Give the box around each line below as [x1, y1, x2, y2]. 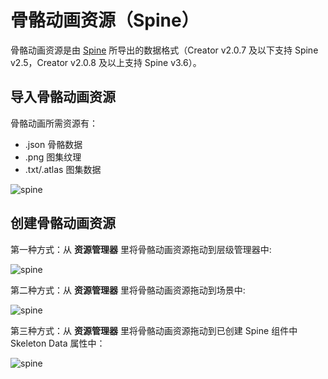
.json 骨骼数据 [24, 138, 83, 150]
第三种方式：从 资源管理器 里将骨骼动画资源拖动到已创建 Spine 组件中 [10, 324, 298, 336]
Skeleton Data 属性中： [10, 337, 106, 349]
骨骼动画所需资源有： [10, 117, 98, 129]
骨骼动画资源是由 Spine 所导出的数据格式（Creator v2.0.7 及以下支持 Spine [10, 44, 319, 56]
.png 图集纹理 [24, 151, 82, 163]
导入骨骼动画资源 [10, 89, 116, 106]
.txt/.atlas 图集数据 [24, 163, 102, 175]
